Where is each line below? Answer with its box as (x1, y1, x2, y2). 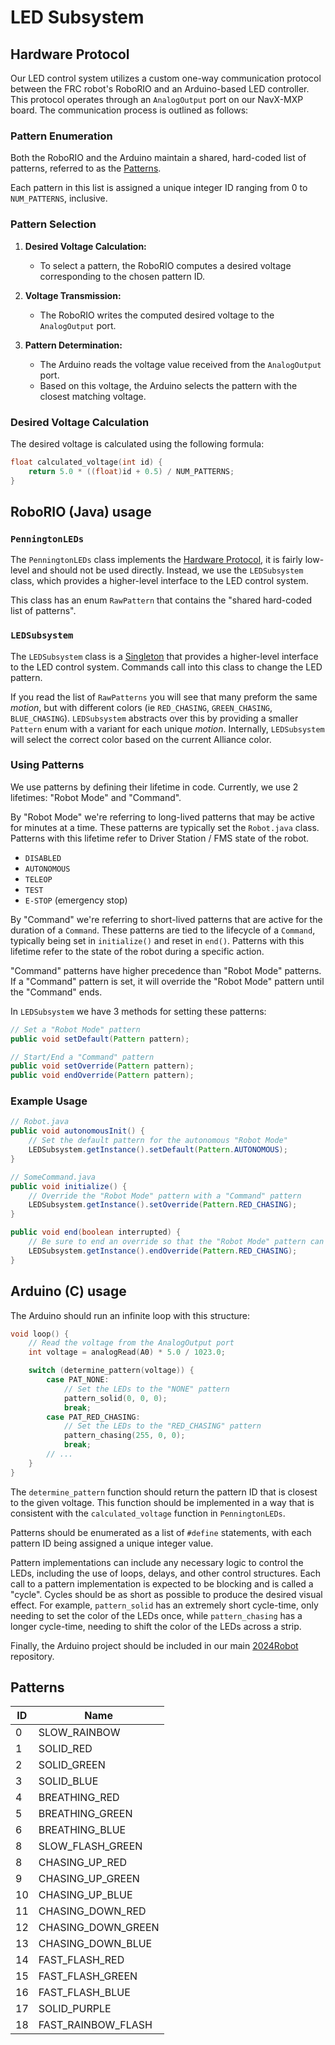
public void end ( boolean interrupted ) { (10, 1227, 182, 1238)
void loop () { (10, 1329, 70, 1339)
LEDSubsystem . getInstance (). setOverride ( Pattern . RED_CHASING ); (28, 1200, 298, 1210)
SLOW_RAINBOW (38, 1726, 121, 1740)
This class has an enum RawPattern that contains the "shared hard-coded (10, 594, 312, 606)
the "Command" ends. (10, 986, 103, 998)
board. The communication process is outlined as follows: (10, 104, 249, 116)
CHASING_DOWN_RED (38, 1904, 147, 1918)
